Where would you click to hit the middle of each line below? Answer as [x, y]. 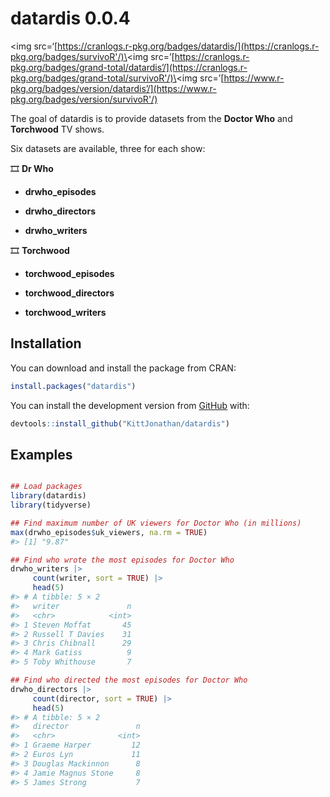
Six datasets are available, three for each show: [108, 148]
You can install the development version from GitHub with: [130, 405]
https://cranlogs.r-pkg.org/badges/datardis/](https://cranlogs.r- [188, 46]
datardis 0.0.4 [70, 18]
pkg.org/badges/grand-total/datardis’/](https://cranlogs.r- [129, 67]
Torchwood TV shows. [57, 129]
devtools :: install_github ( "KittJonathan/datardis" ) [120, 423]
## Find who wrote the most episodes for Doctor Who [122, 560]
